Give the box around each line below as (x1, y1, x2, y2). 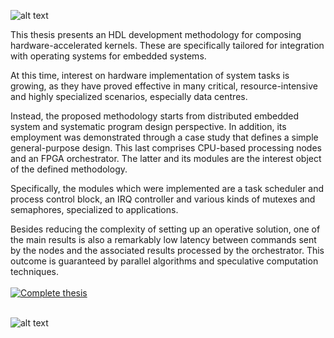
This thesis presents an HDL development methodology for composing (10, 29, 302, 40)
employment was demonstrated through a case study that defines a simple (10, 131, 319, 143)
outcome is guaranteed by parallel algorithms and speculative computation (10, 255, 319, 267)
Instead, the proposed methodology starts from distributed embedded (10, 110, 300, 122)
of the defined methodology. (10, 163, 128, 175)
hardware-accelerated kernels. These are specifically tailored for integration (10, 40, 325, 51)
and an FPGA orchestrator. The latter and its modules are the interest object (10, 153, 322, 164)
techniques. (10, 266, 59, 277)
